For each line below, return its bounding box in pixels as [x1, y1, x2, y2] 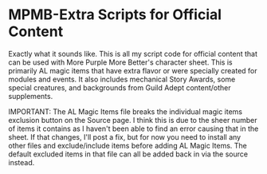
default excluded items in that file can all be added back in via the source [8, 149, 249, 159]
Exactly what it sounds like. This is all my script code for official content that [8, 49, 257, 58]
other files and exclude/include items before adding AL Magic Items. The [8, 140, 247, 150]
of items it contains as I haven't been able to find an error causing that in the [8, 124, 259, 133]
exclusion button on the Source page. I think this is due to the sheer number [8, 115, 257, 125]
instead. [8, 157, 35, 167]
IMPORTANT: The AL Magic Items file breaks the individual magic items [8, 106, 243, 117]
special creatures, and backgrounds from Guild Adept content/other [8, 82, 231, 93]
